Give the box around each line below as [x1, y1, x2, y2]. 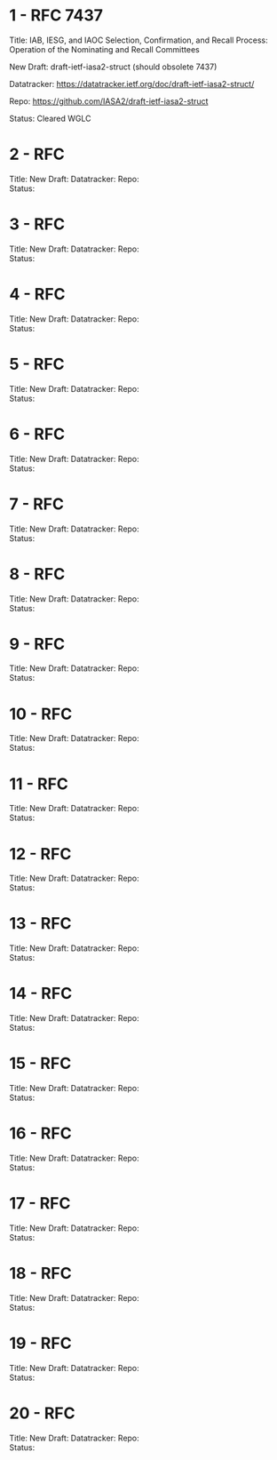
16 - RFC [9, 1123, 73, 1144]
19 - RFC [9, 1334, 73, 1353]
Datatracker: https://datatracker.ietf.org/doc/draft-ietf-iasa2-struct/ [9, 78, 255, 89]
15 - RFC [9, 1054, 72, 1073]
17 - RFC [9, 1193, 71, 1214]
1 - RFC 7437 [9, 5, 104, 26]
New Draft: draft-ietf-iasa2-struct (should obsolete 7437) [9, 61, 218, 72]
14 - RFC [9, 984, 73, 1004]
